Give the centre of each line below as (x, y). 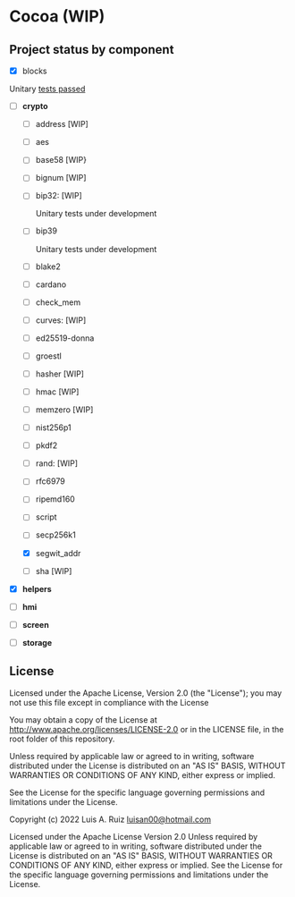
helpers (37, 588)
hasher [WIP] (60, 374)
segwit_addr (58, 553)
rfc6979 (50, 481)
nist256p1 (53, 427)
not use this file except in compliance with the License (109, 702)
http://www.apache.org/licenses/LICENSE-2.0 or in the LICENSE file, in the (147, 729)
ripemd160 (55, 499)
